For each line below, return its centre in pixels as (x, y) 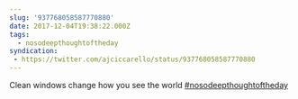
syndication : (34, 51)
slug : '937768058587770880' (62, 18)
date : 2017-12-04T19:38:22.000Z (70, 26)
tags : (19, 34)
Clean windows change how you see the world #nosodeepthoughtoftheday (149, 85)
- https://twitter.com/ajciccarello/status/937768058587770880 (134, 59)
